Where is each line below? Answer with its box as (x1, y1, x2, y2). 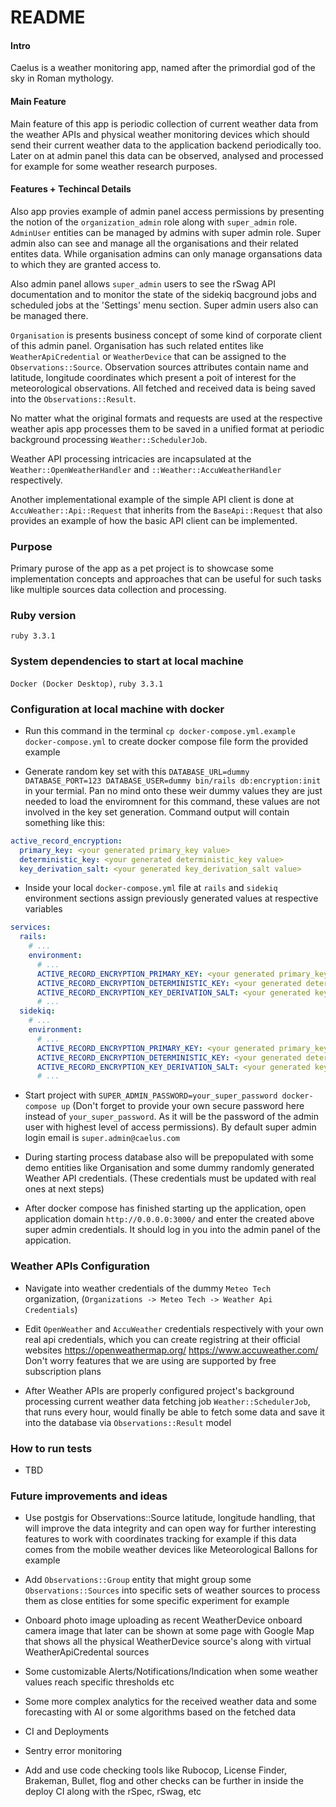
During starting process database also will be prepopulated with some (24, 1151, 314, 1163)
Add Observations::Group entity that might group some (24, 1574, 252, 1586)
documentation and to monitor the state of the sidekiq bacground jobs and (10, 288, 317, 300)
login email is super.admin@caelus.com (24, 1132, 180, 1144)
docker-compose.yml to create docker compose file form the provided (24, 735, 309, 747)
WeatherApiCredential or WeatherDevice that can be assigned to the (10, 350, 287, 362)
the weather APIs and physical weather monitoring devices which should (10, 128, 310, 140)
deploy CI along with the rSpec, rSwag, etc (24, 1786, 202, 1798)
